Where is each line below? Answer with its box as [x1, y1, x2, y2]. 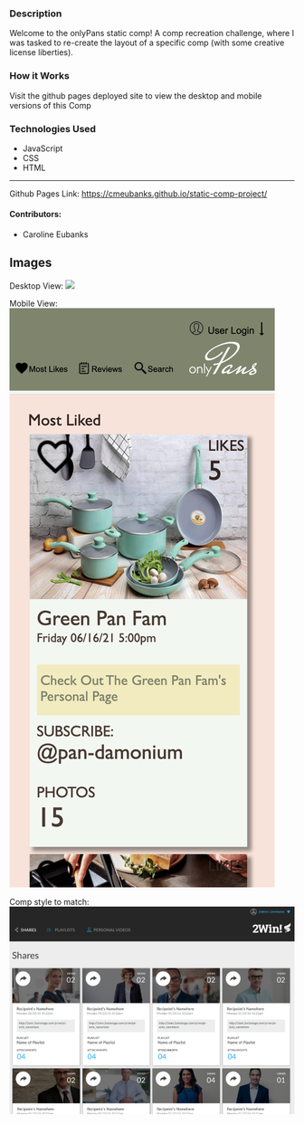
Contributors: [9, 209, 62, 220]
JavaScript [22, 143, 63, 154]
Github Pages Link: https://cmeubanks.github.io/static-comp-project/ [9, 188, 268, 199]
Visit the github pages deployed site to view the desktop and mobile [9, 90, 262, 101]
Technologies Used [9, 122, 97, 135]
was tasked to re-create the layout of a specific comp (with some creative [9, 37, 285, 48]
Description [9, 7, 62, 20]
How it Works [9, 70, 70, 82]
